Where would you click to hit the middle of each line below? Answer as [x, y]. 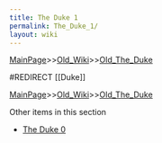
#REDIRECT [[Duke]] [48, 77]
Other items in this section [58, 112]
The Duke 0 [44, 130]
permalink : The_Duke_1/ [54, 26]
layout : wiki [34, 34]
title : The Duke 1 [44, 18]
